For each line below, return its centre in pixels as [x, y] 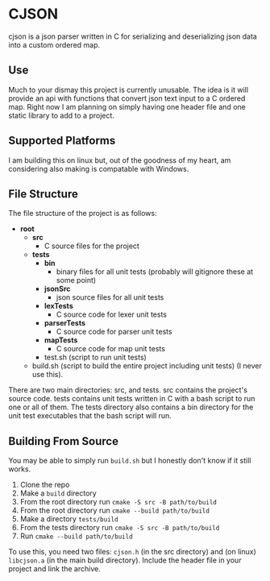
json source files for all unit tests [110, 297]
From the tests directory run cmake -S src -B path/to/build [120, 528]
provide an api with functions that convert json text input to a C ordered [127, 98]
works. [20, 469]
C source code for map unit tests [110, 349]
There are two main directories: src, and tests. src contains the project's [128, 390]
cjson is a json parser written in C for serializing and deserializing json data [133, 36]
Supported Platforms [62, 141]
